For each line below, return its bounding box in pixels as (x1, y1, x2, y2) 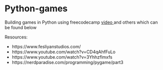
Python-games (4, 3, 68, 14)
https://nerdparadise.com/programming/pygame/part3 (11, 59, 123, 65)
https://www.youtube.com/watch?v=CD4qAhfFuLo (11, 49, 116, 55)
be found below (4, 24, 37, 30)
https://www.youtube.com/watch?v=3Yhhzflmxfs (11, 54, 112, 60)
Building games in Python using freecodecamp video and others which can (4, 19, 158, 25)
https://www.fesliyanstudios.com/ (11, 43, 81, 49)
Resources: (4, 34, 28, 40)
